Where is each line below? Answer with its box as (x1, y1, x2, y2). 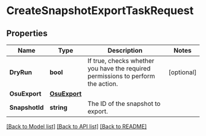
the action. (87, 80, 118, 88)
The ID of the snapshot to (87, 99, 161, 108)
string (50, 104, 67, 111)
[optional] (168, 68, 197, 77)
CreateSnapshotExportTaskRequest (6, 4, 194, 18)
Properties (6, 28, 48, 39)
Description (107, 47, 143, 55)
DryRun (9, 68, 32, 77)
